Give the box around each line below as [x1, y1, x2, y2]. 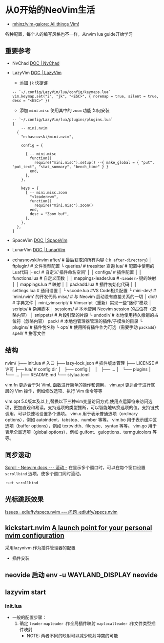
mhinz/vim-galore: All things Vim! [12, 21, 80, 27]
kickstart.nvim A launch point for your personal [5, 523, 152, 532]
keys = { [21, 186, 39, 191]
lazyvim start [5, 588, 46, 596]
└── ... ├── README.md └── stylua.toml [5, 371, 90, 377]
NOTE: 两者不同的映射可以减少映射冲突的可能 [26, 633, 118, 639]
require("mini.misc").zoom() [34, 203, 94, 208]
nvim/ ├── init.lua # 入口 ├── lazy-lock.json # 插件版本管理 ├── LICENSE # [5, 360, 158, 366]
